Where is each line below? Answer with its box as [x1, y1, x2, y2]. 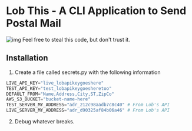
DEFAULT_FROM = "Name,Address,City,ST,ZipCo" [6, 91, 115, 97]
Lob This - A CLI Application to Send [6, 4, 187, 18]
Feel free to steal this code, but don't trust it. [22, 36, 131, 43]
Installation [6, 53, 48, 63]
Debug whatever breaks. [14, 118, 75, 125]
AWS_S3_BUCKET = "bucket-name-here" [6, 96, 91, 102]
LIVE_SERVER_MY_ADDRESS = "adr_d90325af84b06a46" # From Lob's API [6, 108, 170, 113]
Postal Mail [6, 16, 62, 30]
